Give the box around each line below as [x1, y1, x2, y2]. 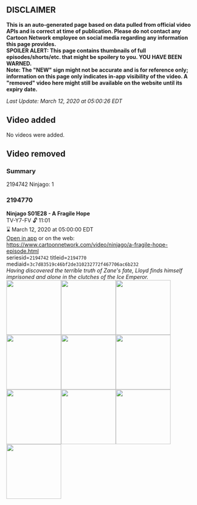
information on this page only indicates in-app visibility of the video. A [6, 72, 188, 80]
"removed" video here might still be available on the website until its [6, 79, 182, 86]
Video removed [6, 149, 66, 159]
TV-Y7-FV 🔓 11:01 [6, 216, 50, 224]
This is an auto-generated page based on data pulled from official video [6, 21, 192, 28]
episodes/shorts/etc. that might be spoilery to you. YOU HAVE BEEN [6, 53, 182, 60]
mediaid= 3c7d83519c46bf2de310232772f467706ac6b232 [6, 260, 139, 267]
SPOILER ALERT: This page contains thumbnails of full [6, 47, 146, 54]
